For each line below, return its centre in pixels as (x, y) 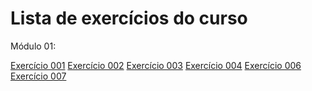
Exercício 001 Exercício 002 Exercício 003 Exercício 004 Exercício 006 (156, 65)
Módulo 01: (33, 46)
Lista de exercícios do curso (129, 18)
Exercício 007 (38, 76)
